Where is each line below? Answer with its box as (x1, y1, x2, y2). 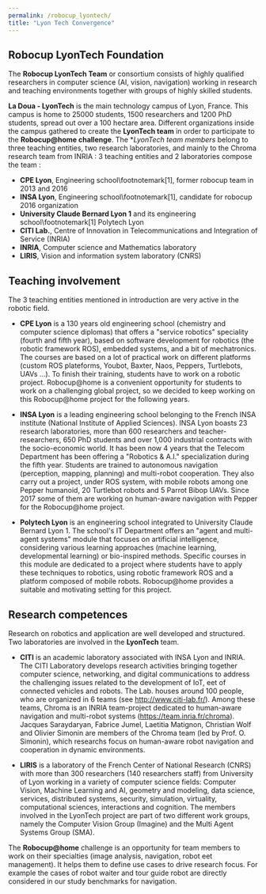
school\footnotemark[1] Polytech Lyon (19, 218, 145, 227)
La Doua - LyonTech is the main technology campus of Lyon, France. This (8, 101, 249, 111)
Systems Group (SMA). (19, 828, 95, 837)
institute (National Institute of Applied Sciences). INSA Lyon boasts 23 (19, 419, 248, 428)
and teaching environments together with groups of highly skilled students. (8, 86, 253, 96)
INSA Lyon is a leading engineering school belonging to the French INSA (19, 410, 256, 419)
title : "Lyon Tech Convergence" (8, 19, 115, 27)
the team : (8, 160, 41, 170)
